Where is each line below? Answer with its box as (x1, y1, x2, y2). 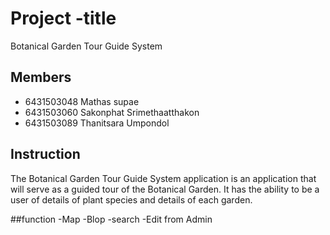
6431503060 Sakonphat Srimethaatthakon (24, 106, 200, 118)
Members (10, 69, 72, 86)
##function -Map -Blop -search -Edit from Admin (10, 213, 213, 225)
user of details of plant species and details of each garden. (10, 193, 253, 206)
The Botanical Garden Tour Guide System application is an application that (10, 172, 317, 184)
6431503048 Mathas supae (24, 95, 140, 107)
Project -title (10, 7, 117, 30)
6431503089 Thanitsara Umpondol (24, 117, 170, 129)
